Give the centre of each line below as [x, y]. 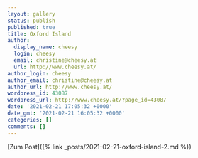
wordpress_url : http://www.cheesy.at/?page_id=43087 [87, 100]
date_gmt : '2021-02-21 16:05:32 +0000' [66, 113]
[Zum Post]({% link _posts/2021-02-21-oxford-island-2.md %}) [99, 147]
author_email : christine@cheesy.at [60, 80]
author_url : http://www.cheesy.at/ [60, 87]
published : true [31, 27]
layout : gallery [31, 14]
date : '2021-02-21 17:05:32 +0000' [60, 107]
